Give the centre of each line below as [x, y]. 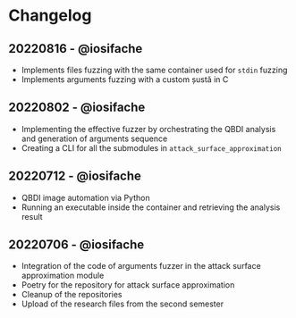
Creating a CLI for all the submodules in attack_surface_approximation [152, 147]
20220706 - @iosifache [76, 245]
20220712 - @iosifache [75, 176]
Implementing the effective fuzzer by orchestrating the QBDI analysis [148, 129]
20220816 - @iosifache [76, 49]
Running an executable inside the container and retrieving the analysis [151, 207]
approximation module [63, 276]
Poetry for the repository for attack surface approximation [128, 285]
